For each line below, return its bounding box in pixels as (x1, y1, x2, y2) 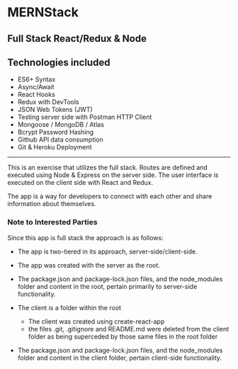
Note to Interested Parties (7, 217, 98, 227)
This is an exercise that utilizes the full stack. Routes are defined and (7, 164, 208, 172)
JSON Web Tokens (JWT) (17, 106, 93, 114)
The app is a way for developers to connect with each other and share (7, 192, 212, 200)
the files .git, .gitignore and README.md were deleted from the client (28, 324, 229, 333)
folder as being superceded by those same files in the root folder (28, 332, 218, 341)
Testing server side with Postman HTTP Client (17, 113, 152, 121)
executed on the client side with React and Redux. (7, 178, 154, 187)
